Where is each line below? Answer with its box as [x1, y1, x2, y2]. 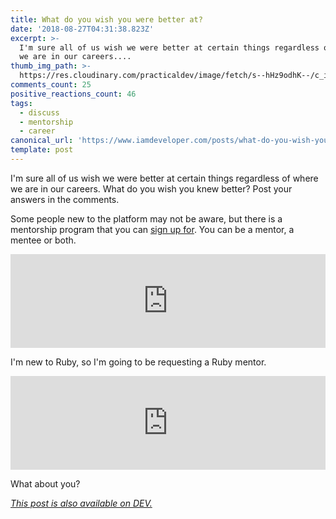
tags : [10, 98, 33, 108]
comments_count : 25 [10, 80, 92, 90]
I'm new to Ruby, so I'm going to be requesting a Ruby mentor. [10, 356, 267, 368]
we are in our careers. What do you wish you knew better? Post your [10, 182, 293, 195]
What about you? [10, 477, 81, 490]
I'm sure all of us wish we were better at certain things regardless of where [10, 172, 319, 184]
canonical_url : [10, 136, 74, 146]
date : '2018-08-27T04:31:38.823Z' [10, 24, 155, 34]
